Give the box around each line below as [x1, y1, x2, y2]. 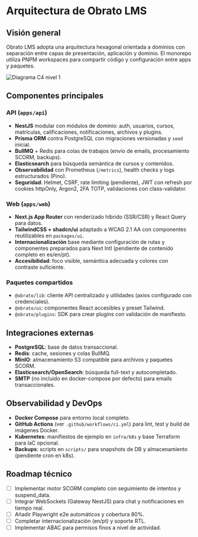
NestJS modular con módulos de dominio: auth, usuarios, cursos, [14, 122, 175, 129]
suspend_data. [14, 491, 51, 499]
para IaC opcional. [14, 439, 60, 446]
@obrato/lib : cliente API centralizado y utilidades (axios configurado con [14, 292, 192, 299]
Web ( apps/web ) [6, 200, 51, 208]
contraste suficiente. [14, 263, 65, 271]
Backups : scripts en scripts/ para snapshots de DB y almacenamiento [14, 445, 188, 452]
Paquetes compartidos [6, 278, 73, 287]
